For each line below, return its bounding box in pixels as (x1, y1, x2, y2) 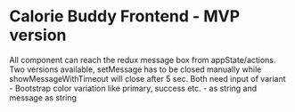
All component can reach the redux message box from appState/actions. (9, 54, 276, 65)
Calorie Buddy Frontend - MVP (9, 6, 241, 27)
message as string (9, 92, 78, 103)
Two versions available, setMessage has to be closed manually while (9, 64, 262, 75)
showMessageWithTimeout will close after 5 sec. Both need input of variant (9, 73, 287, 84)
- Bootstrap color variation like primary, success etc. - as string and (9, 83, 258, 93)
